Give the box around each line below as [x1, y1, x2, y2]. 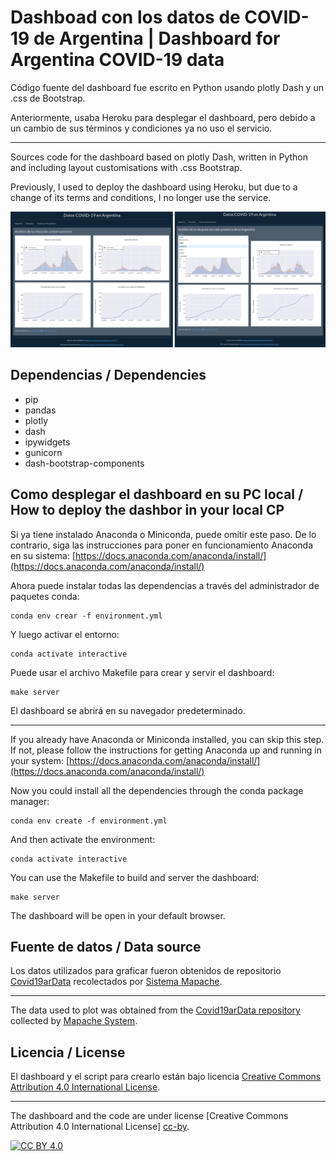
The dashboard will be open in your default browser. [10, 909, 226, 921]
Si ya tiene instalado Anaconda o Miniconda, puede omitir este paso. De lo [10, 528, 317, 540]
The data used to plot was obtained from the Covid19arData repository [10, 1004, 301, 1016]
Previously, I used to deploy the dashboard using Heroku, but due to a [10, 181, 298, 193]
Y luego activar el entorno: [10, 628, 120, 640]
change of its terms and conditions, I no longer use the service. [10, 191, 272, 203]
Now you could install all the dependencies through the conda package [10, 784, 304, 796]
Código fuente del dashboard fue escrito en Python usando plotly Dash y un [10, 81, 324, 93]
